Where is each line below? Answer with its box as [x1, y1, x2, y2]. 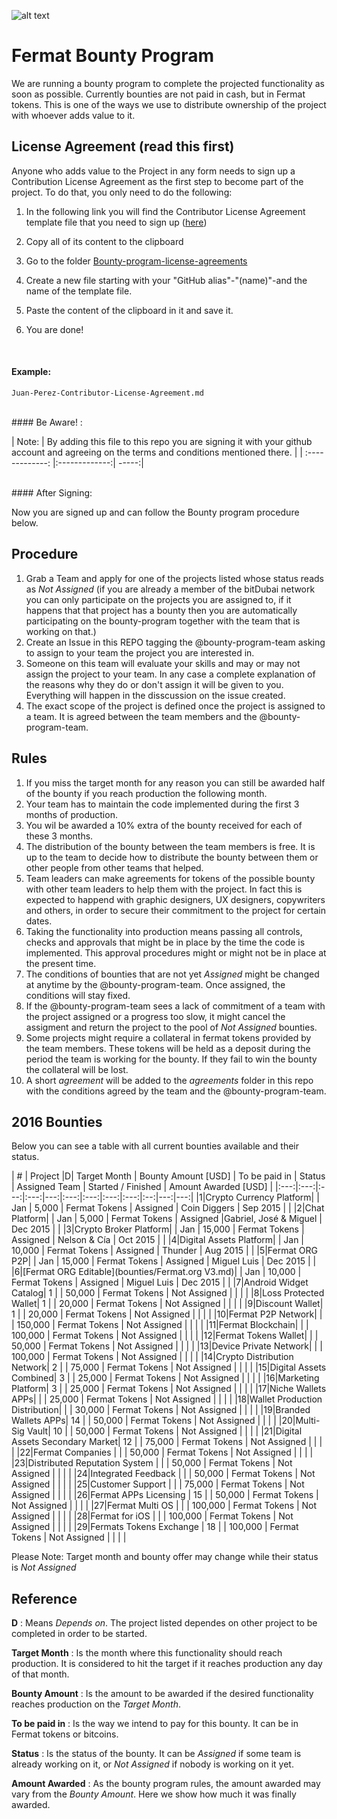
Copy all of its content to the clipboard [25, 235, 184, 247]
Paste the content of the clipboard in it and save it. [25, 304, 234, 316]
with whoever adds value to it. [11, 109, 136, 121]
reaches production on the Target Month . [11, 1698, 181, 1710]
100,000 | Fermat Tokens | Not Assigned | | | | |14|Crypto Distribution [11, 1351, 294, 1363]
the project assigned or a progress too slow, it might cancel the [25, 1010, 286, 1022]
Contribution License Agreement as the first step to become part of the [11, 175, 304, 187]
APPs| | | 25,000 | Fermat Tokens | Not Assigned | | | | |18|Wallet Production [11, 1393, 323, 1405]
